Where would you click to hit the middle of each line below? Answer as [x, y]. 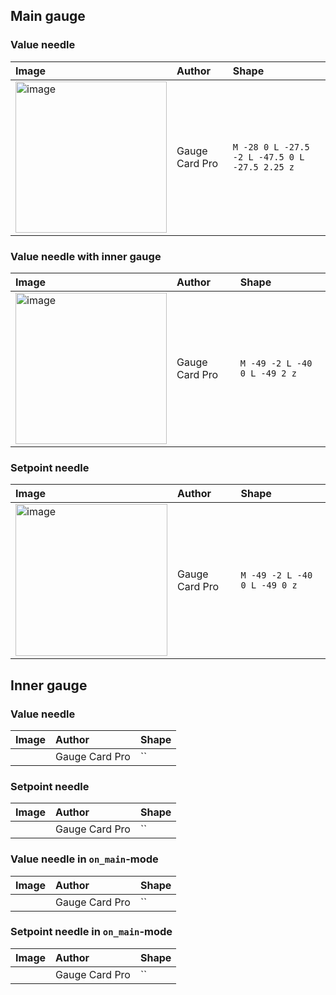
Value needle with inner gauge [86, 256]
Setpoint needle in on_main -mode [91, 932]
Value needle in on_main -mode [84, 859]
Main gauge [48, 16]
